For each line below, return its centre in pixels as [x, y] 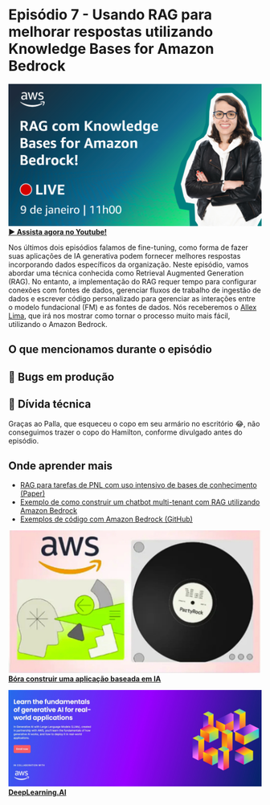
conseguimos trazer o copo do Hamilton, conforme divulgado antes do [125, 432]
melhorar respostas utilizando [111, 32]
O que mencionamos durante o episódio [110, 350]
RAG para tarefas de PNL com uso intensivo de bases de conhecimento [138, 485]
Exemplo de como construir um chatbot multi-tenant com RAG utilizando [140, 502]
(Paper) [33, 494]
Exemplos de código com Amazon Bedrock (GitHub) [106, 519]
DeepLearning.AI [37, 792]
